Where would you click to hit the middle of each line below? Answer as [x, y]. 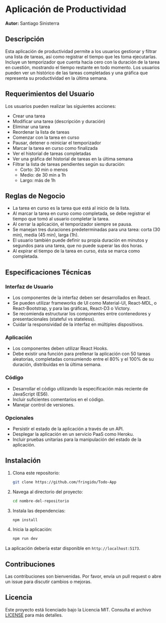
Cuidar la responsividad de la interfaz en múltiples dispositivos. [78, 324]
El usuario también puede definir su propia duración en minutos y [80, 240]
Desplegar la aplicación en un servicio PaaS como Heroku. [73, 434]
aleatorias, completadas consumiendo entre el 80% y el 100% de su [83, 359]
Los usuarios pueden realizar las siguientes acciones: [61, 106]
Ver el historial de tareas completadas [52, 153]
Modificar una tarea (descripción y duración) [59, 121]
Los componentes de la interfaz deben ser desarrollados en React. [81, 298]
